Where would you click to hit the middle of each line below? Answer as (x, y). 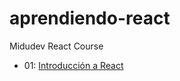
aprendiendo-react (90, 18)
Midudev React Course (56, 46)
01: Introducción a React (73, 65)
